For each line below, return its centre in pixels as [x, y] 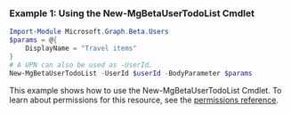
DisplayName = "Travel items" [81, 49]
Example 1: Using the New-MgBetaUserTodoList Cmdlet [132, 13]
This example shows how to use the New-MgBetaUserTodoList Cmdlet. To [145, 90]
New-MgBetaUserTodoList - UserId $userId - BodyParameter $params [131, 73]
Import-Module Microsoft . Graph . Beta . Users [89, 32]
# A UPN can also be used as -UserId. [81, 65]
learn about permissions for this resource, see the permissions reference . [144, 100]
